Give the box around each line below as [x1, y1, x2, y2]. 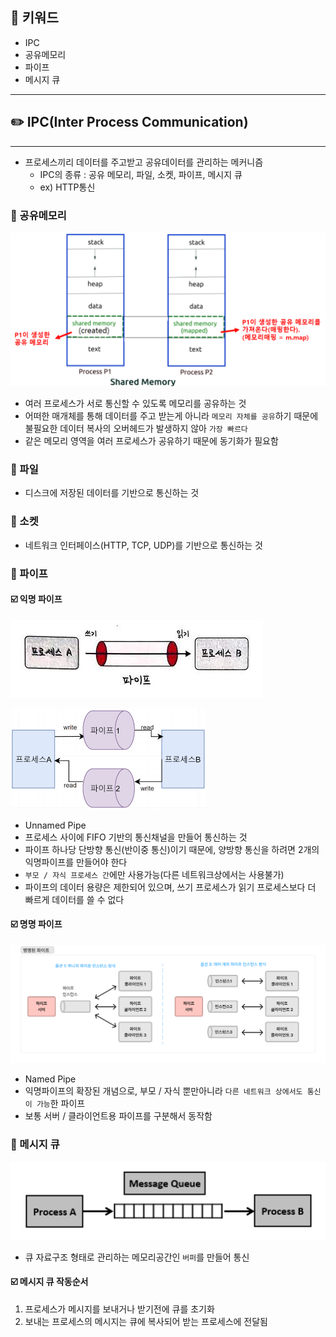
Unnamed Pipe [24, 819, 87, 831]
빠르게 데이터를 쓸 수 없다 [24, 893, 125, 905]
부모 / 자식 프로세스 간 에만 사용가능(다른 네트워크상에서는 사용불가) [24, 868, 285, 880]
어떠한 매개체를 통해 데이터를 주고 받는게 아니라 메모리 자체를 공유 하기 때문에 [24, 410, 319, 422]
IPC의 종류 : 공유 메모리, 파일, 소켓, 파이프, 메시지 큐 [39, 168, 243, 180]
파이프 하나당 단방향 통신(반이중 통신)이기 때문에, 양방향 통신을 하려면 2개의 [24, 843, 320, 855]
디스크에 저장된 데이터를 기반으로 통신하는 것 [24, 487, 200, 499]
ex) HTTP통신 [39, 181, 96, 193]
